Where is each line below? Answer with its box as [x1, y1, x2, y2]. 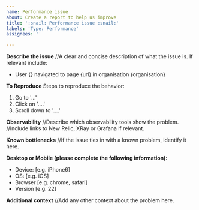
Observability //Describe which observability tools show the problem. [6, 118, 179, 126]
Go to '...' [14, 94, 37, 101]
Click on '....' [14, 100, 46, 108]
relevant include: [6, 59, 48, 67]
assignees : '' [6, 31, 42, 37]
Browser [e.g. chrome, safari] [14, 179, 88, 186]
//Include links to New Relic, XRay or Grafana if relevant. [6, 125, 145, 132]
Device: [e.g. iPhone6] [14, 166, 71, 173]
